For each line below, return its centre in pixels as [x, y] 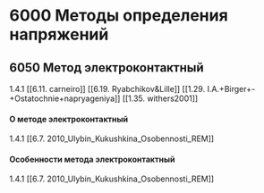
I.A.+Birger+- [231, 89]
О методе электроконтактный [68, 119]
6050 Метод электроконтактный [106, 67]
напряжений [59, 34]
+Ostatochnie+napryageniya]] [65, 98]
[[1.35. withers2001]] [160, 98]
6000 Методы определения [119, 16]
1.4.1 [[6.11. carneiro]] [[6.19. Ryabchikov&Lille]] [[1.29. [107, 89]
